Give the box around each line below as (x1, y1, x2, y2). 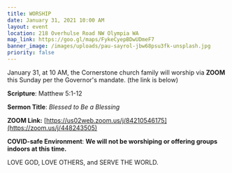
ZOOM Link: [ (7, 116, 47, 124)
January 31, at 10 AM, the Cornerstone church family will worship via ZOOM (7, 68, 226, 77)
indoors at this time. (7, 144, 67, 153)
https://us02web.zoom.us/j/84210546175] (46, 116, 168, 124)
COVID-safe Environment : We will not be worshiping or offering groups (7, 137, 218, 145)
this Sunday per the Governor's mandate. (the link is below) (7, 75, 179, 84)
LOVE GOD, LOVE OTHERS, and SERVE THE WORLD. (7, 158, 159, 166)
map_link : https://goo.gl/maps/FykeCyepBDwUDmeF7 (7, 36, 155, 43)
